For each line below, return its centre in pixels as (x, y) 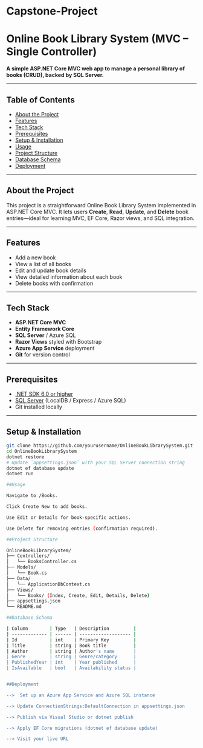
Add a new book (35, 257)
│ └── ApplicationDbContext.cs (48, 584)
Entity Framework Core (44, 329)
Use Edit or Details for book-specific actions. (69, 517)
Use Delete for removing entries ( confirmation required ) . (82, 529)
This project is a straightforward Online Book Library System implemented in (101, 205)
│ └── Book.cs (27, 573)
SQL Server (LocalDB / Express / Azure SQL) (70, 401)
